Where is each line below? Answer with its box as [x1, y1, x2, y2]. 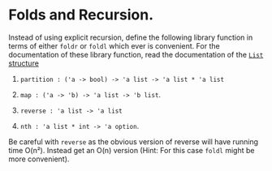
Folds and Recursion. [8, 6, 154, 24]
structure [8, 58, 39, 68]
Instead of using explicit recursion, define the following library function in [8, 32, 253, 42]
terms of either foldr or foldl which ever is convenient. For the [8, 41, 221, 50]
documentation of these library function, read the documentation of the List [8, 49, 264, 59]
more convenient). [8, 154, 70, 164]
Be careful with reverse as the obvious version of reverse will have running [8, 136, 258, 147]
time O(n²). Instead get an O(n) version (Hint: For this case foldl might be [8, 145, 255, 155]
